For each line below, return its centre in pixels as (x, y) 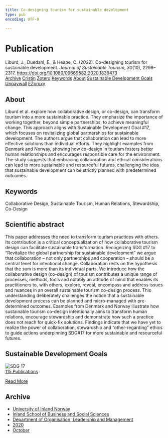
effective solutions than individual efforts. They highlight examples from (79, 144)
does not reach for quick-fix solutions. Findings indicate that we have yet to (83, 322)
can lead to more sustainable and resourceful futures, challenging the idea (82, 165)
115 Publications (22, 371)
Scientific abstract (35, 225)
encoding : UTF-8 (22, 19)
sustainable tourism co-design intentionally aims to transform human (76, 311)
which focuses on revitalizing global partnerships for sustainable (72, 133)
